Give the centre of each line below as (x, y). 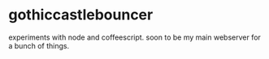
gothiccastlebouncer (81, 15)
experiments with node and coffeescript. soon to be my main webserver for (135, 37)
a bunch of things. (39, 45)
